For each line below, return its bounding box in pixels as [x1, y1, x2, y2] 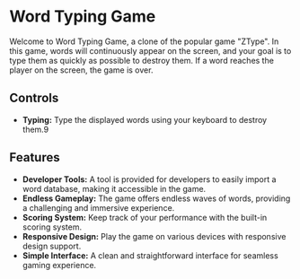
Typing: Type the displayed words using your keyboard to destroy [22, 114, 268, 125]
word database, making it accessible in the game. [22, 183, 207, 194]
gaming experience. [22, 259, 97, 270]
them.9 [22, 124, 49, 135]
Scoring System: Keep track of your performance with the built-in [22, 212, 268, 222]
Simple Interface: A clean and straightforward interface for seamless [22, 249, 278, 261]
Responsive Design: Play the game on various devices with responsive [22, 231, 287, 241]
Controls [9, 91, 59, 106]
